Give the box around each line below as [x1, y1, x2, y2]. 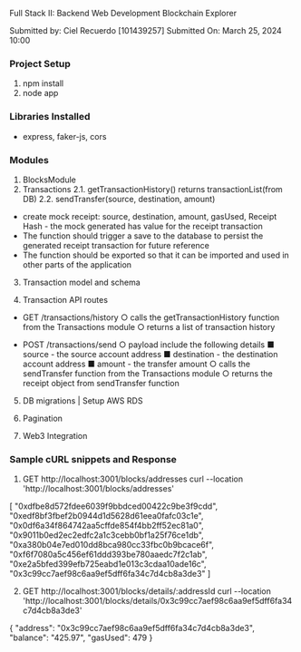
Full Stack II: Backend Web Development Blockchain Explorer [9, 8, 238, 18]
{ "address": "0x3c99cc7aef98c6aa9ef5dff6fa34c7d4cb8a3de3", [9, 623, 256, 634]
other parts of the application [22, 258, 132, 270]
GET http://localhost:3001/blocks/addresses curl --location [22, 473, 244, 484]
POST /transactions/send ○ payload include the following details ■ [22, 339, 275, 350]
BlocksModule [22, 174, 77, 185]
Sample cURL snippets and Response [9, 453, 177, 465]
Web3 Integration [22, 430, 88, 441]
